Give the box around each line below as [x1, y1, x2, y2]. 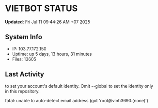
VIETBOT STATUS [5, 3, 78, 14]
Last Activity [5, 70, 45, 78]
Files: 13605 [12, 56, 36, 62]
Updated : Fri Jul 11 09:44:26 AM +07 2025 [5, 19, 91, 25]
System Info [5, 33, 43, 41]
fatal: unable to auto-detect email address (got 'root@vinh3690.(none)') [5, 97, 149, 103]
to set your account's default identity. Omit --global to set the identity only [5, 83, 154, 89]
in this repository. [5, 88, 40, 94]
